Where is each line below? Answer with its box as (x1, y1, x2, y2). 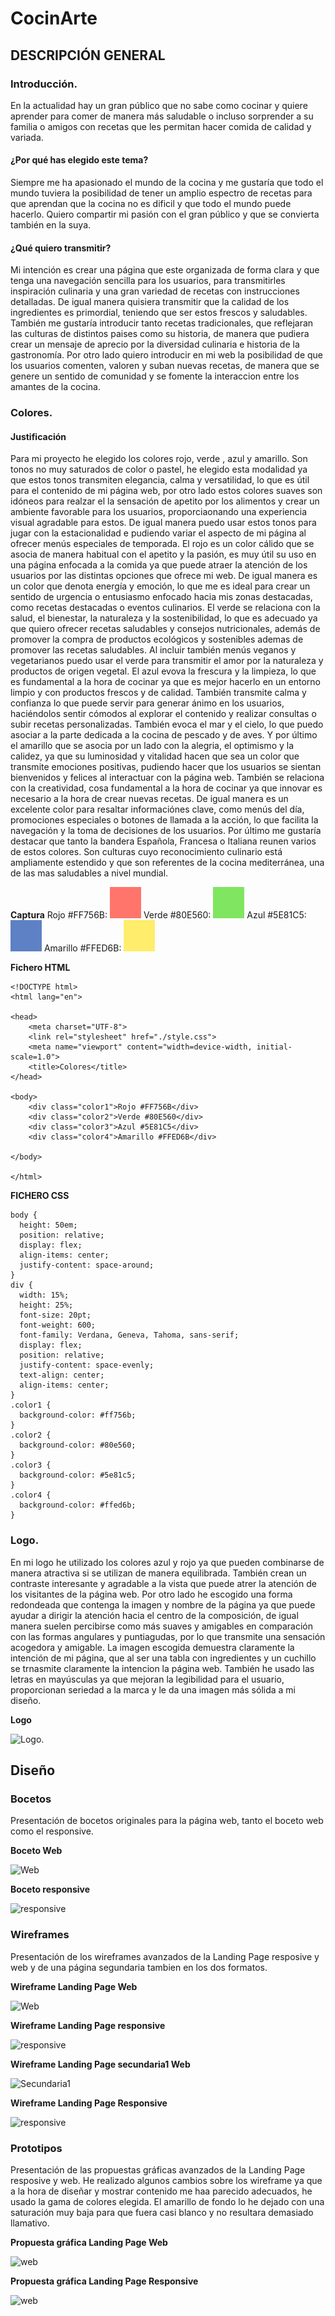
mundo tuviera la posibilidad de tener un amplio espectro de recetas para (10, 187, 313, 199)
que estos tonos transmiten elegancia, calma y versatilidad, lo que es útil (10, 474, 310, 486)
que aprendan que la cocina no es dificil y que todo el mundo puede (10, 198, 292, 210)
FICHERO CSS (10, 1190, 70, 1202)
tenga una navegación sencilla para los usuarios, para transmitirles (10, 275, 286, 287)
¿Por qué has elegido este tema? (10, 154, 149, 166)
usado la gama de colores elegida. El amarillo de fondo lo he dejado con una (10, 2195, 325, 2207)
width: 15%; (19, 1290, 70, 1301)
